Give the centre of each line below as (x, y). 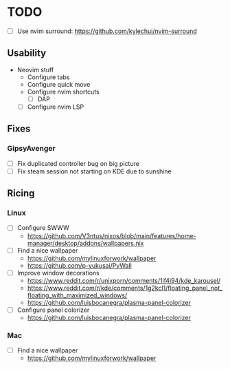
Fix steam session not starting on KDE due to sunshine (94, 171)
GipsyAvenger (32, 149)
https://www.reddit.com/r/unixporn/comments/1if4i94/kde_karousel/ (124, 280)
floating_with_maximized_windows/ (77, 295)
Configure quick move (59, 84)
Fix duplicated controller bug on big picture (78, 163)
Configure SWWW (43, 228)
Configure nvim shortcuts (63, 92)
